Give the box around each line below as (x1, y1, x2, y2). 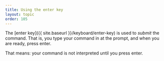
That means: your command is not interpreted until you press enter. (5, 50, 143, 56)
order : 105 (5, 16, 28, 21)
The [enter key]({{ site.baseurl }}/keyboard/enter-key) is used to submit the (5, 30, 160, 36)
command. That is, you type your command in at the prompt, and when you (5, 35, 160, 41)
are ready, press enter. (5, 41, 52, 47)
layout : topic (5, 12, 35, 17)
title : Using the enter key (5, 7, 64, 12)
